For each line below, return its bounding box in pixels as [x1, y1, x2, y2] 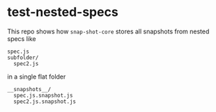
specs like [7, 34, 36, 42]
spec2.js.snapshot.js [13, 98, 77, 105]
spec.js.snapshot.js [13, 92, 73, 99]
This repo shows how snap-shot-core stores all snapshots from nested [7, 27, 210, 35]
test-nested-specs [7, 4, 118, 20]
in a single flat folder [7, 72, 66, 81]
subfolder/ [7, 54, 39, 61]
